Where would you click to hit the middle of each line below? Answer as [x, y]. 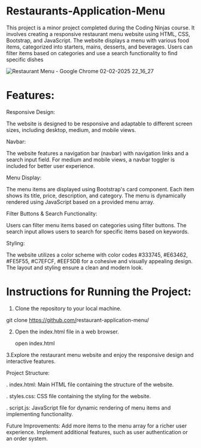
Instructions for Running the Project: [99, 292]
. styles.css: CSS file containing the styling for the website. [79, 396]
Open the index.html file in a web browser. [67, 332]
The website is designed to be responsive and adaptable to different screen [99, 124]
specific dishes [25, 59]
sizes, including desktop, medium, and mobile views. [71, 130]
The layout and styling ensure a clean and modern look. [75, 267]
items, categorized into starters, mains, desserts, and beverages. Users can [100, 47]
